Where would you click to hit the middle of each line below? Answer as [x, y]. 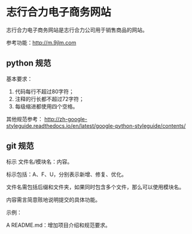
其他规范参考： [25, 119]
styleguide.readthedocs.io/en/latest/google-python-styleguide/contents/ [96, 125]
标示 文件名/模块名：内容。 [39, 161]
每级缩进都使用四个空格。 [46, 106]
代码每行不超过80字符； [45, 91]
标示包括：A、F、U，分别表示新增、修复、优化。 [67, 174]
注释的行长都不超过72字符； [50, 98]
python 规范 [29, 63]
